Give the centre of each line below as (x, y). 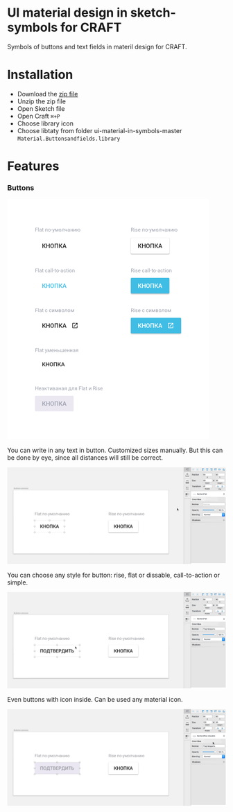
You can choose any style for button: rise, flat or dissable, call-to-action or (114, 575)
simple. (18, 582)
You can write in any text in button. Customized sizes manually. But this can (115, 450)
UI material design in (68, 13)
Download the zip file (48, 94)
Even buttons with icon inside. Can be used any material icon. (95, 700)
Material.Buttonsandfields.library (69, 139)
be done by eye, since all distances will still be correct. (85, 458)
